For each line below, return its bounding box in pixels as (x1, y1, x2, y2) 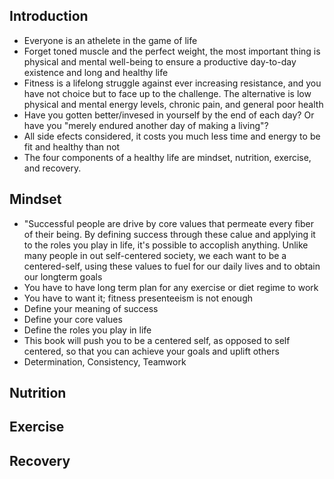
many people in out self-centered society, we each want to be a (23, 249, 287, 261)
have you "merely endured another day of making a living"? (23, 119, 269, 131)
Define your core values (23, 313, 123, 325)
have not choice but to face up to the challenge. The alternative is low (23, 87, 312, 99)
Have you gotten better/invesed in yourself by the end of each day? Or (23, 109, 315, 121)
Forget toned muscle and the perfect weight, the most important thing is (23, 45, 321, 57)
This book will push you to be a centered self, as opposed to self (23, 334, 291, 346)
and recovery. (23, 162, 82, 174)
